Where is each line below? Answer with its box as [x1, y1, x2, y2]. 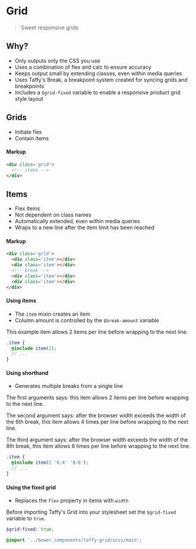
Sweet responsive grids [20, 24, 79, 31]
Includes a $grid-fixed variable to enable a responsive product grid [14, 88, 181, 96]
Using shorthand [6, 369, 49, 377]
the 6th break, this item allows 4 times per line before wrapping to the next [6, 418, 189, 425]
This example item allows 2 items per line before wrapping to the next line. [6, 328, 188, 335]
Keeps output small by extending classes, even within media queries [14, 70, 182, 77]
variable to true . [6, 515, 46, 522]
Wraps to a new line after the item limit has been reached [14, 224, 154, 231]
